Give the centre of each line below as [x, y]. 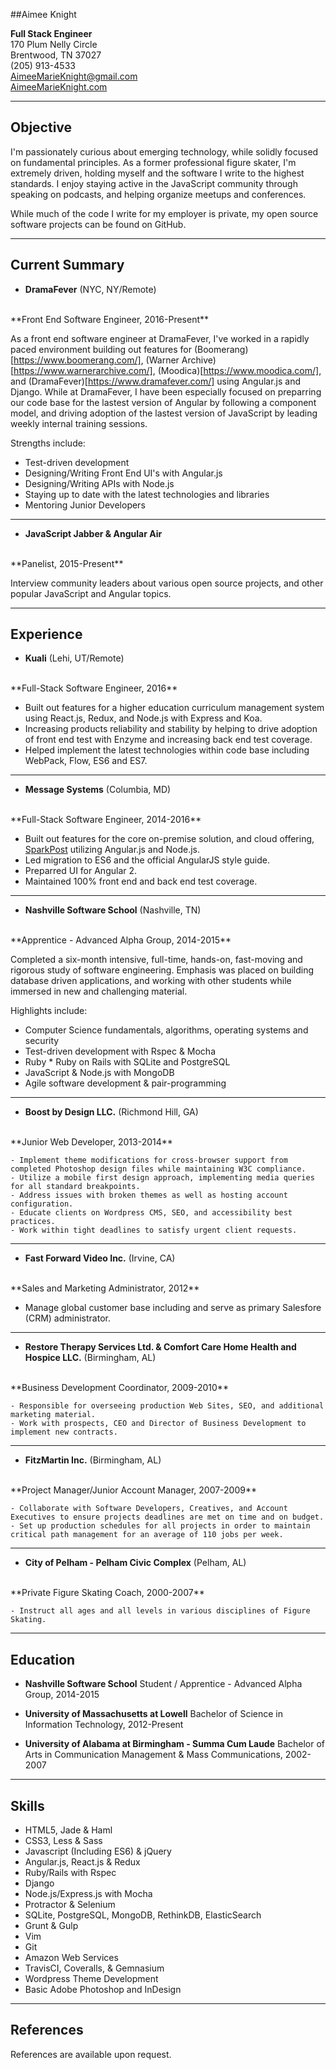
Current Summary [67, 265]
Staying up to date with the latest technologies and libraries [147, 494]
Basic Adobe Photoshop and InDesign [103, 1990]
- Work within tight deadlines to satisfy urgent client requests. [154, 1230]
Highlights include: [49, 1011]
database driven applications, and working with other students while [151, 981]
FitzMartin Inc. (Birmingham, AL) [93, 1460]
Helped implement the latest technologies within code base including [167, 750]
